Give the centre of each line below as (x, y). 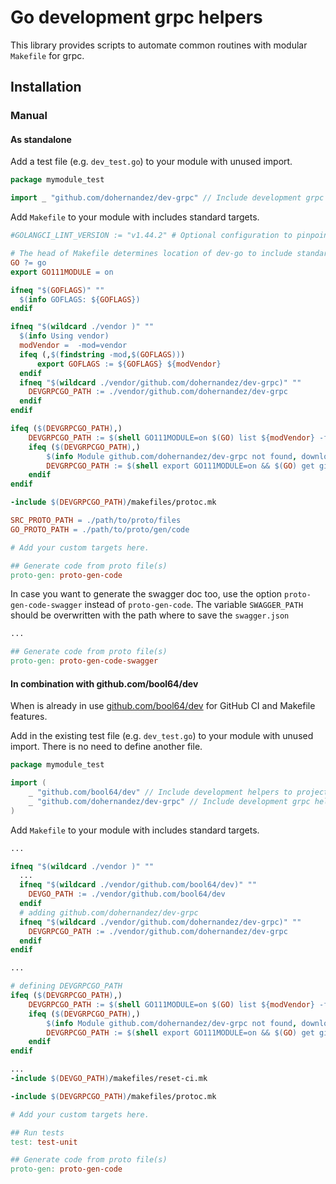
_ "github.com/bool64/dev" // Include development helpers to (160, 792)
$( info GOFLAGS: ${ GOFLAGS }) (80, 299)
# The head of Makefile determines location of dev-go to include (151, 254)
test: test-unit (44, 1142)
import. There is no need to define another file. (106, 747)
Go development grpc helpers (136, 17)
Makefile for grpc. (47, 55)
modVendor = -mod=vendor (73, 346)
